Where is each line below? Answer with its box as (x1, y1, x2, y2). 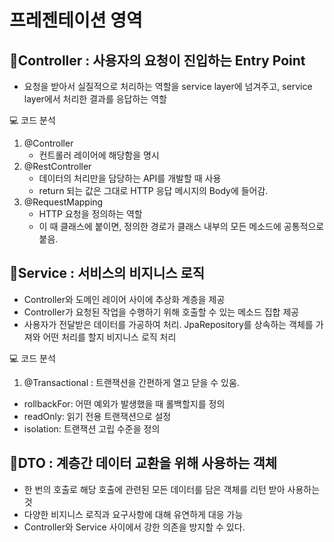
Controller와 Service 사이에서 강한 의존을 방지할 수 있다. (23, 521, 246, 533)
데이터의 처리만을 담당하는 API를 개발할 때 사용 (38, 172, 222, 184)
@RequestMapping (23, 196, 104, 208)
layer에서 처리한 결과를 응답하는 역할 (23, 93, 167, 105)
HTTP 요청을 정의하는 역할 (38, 208, 143, 220)
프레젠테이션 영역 (9, 9, 143, 32)
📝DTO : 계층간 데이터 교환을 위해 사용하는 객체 (9, 455, 278, 472)
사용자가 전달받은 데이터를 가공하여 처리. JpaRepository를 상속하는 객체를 (23, 318, 314, 330)
